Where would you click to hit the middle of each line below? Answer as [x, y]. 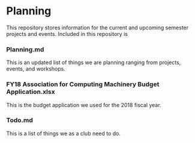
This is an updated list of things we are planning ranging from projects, [94, 63]
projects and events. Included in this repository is [67, 34]
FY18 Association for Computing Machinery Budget [83, 84]
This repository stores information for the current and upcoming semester [97, 28]
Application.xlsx [31, 92]
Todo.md [19, 120]
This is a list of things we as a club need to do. [64, 133]
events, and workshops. [36, 69]
